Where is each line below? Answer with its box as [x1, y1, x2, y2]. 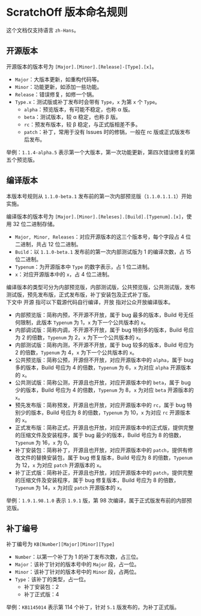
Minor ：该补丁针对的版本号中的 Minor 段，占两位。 [14, 569, 140, 576]
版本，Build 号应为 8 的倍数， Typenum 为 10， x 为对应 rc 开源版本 [31, 409, 191, 416]
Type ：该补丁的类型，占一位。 [14, 576, 89, 583]
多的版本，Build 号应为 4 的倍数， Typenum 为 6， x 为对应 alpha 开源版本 [14, 364, 191, 371]
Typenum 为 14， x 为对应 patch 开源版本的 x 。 [14, 484, 125, 491]
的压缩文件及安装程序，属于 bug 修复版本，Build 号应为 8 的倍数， [14, 476, 179, 484]
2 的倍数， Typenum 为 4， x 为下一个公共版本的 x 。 [14, 349, 138, 356]
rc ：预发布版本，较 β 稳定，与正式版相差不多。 [23, 121, 141, 128]
